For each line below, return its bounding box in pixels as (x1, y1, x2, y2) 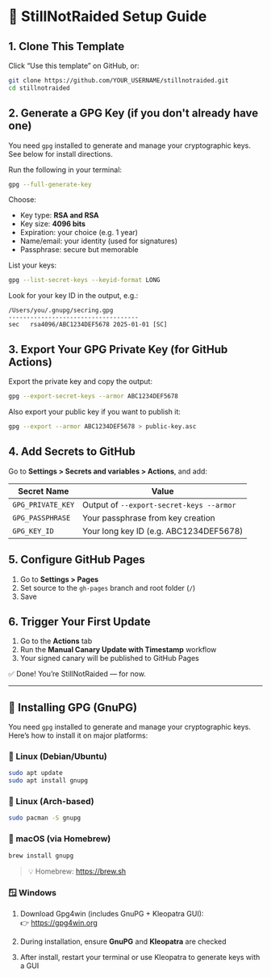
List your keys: (8, 260, 57, 270)
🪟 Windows (8, 887, 57, 899)
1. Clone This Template (8, 40, 125, 53)
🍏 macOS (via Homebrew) (8, 833, 111, 844)
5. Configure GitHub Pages (8, 553, 145, 566)
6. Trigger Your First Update (8, 614, 151, 629)
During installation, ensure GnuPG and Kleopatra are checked (19, 937, 227, 946)
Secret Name (17, 485, 69, 496)
